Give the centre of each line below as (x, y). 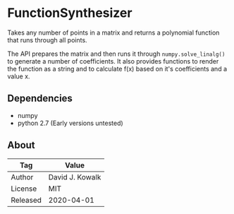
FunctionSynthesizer (70, 13)
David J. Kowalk (75, 177)
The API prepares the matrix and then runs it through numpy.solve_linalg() (116, 54)
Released (26, 200)
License (24, 189)
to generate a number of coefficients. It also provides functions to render (113, 61)
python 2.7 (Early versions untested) (70, 123)
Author (22, 177)
